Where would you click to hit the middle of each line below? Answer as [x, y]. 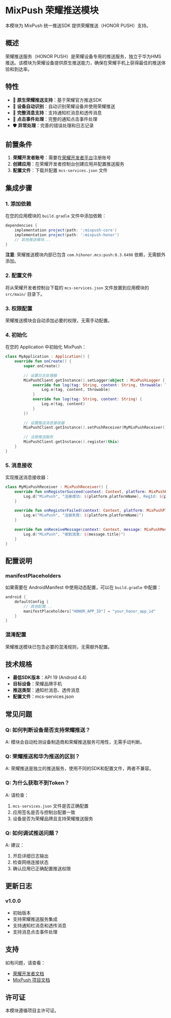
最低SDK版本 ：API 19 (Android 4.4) [50, 677]
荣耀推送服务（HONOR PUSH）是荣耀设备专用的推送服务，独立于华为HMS [83, 56]
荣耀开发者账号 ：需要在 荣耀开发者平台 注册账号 [62, 158]
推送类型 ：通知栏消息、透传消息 [46, 690]
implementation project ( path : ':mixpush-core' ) [66, 230]
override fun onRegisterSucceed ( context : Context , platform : [81, 492]
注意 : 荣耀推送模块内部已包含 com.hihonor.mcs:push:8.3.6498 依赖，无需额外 [85, 254]
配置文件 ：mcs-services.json [43, 697]
